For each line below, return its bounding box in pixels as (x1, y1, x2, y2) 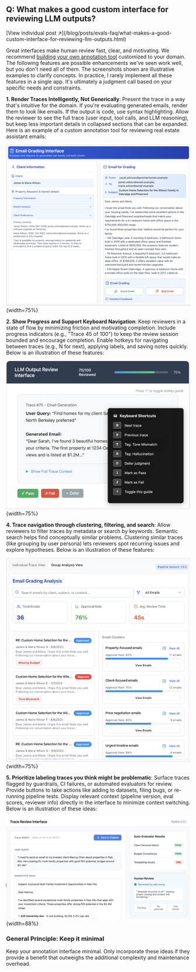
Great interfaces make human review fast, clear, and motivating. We (6, 47, 170, 54)
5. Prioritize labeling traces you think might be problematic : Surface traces (6, 774, 190, 781)
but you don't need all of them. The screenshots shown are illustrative (6, 66, 175, 73)
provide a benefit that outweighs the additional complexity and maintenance (6, 954, 190, 961)
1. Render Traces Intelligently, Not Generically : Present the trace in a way (6, 95, 185, 102)
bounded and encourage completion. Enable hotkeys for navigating (6, 336, 169, 344)
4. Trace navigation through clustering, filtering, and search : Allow (6, 521, 171, 528)
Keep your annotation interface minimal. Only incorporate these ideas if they (6, 948, 190, 955)
